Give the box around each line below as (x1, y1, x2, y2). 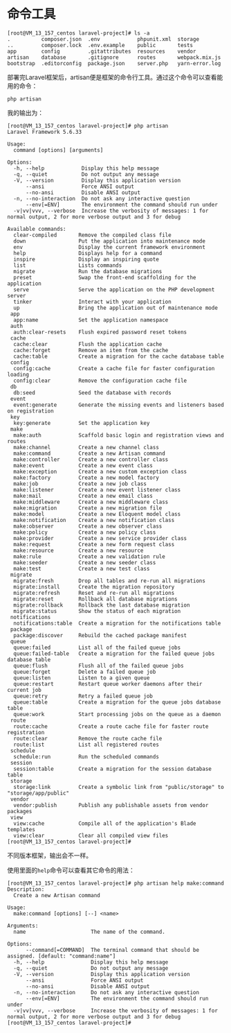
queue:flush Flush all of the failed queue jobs (13, 662, 185, 669)
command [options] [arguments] (13, 146, 104, 153)
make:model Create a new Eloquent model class (13, 510, 181, 517)
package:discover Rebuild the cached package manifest (13, 632, 187, 639)
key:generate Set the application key (13, 419, 150, 426)
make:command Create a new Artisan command (13, 450, 166, 457)
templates (7, 826, 36, 833)
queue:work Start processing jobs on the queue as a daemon (13, 711, 221, 718)
